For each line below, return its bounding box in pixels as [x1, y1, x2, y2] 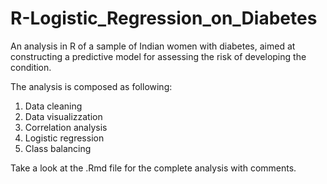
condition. [10, 61, 52, 73]
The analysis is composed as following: [10, 80, 173, 92]
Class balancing [24, 142, 92, 154]
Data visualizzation [24, 110, 103, 122]
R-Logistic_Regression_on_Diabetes [10, 7, 318, 30]
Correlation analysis [24, 121, 108, 133]
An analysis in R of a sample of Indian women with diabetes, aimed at [10, 40, 296, 52]
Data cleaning [24, 100, 83, 112]
